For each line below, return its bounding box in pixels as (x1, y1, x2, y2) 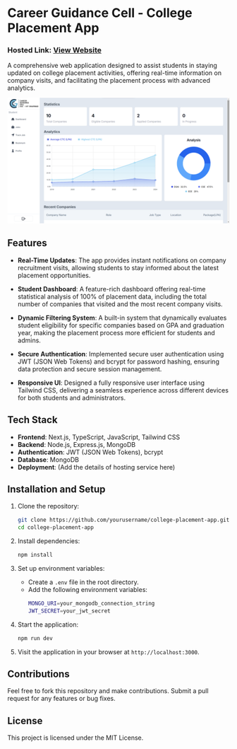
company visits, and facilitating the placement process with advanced (7, 76, 210, 85)
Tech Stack (7, 414, 58, 426)
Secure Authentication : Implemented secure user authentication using (17, 349, 224, 358)
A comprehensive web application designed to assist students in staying (7, 62, 217, 70)
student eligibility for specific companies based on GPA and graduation (17, 320, 224, 330)
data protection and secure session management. (17, 364, 162, 373)
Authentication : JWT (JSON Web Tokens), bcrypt (17, 448, 164, 456)
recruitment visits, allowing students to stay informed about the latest (17, 263, 219, 272)
